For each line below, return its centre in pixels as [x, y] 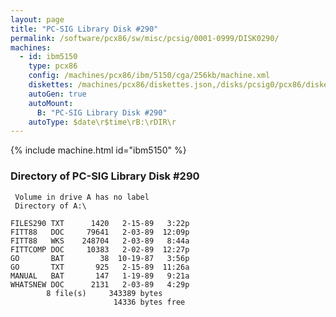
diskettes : [51, 85]
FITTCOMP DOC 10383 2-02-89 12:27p [100, 249]
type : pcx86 [53, 66]
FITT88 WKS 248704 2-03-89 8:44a [100, 241]
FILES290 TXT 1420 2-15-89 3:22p [100, 223]
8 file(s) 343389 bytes [104, 293]
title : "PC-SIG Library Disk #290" [84, 29]
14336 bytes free [149, 302]
